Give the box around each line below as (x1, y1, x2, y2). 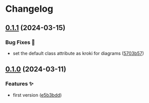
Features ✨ (5, 80, 34, 87)
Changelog (5, 3, 53, 15)
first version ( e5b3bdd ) (12, 92, 62, 98)
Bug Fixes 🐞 (5, 39, 35, 46)
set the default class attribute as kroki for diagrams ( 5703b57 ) (12, 50, 144, 56)
